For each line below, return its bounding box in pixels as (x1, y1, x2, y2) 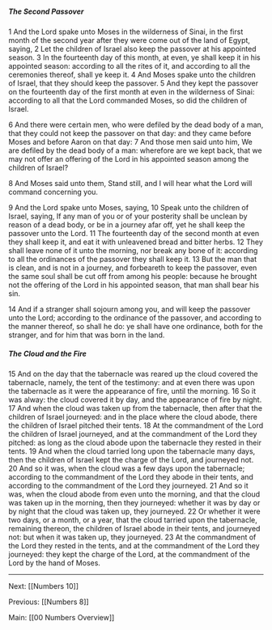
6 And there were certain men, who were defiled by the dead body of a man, (8, 120, 264, 129)
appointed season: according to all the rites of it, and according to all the (8, 61, 251, 70)
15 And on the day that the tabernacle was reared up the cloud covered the (8, 369, 259, 378)
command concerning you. (8, 187, 99, 197)
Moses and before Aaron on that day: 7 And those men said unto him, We (8, 137, 253, 146)
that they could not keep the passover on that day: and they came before (8, 128, 252, 137)
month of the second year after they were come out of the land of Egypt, (8, 35, 251, 44)
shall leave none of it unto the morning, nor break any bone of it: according (8, 245, 258, 255)
